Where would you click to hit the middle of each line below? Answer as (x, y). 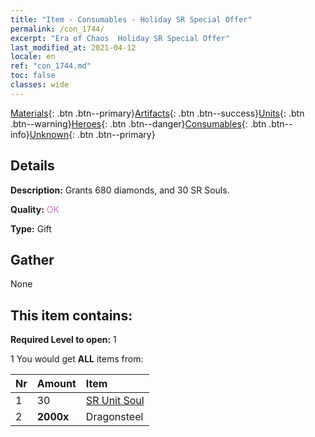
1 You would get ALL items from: (77, 359)
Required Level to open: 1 (63, 340)
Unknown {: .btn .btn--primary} (92, 134)
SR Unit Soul (115, 401)
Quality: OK (35, 209)
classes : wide (40, 85)
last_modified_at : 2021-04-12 (73, 47)
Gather (32, 259)
